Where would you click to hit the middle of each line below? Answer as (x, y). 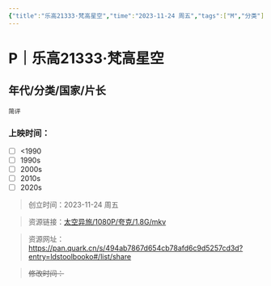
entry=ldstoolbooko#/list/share (80, 257)
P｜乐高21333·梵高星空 (86, 58)
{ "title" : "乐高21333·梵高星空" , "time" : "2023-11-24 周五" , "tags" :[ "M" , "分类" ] (136, 16)
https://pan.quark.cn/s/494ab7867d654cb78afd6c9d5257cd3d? (135, 248)
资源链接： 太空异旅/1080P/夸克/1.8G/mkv (97, 222)
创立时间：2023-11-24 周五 (73, 205)
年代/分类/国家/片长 (57, 91)
